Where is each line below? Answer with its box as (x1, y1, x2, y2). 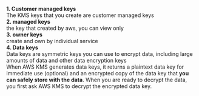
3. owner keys (6, 31, 42, 38)
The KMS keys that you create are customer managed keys (6, 12, 155, 19)
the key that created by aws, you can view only (6, 24, 124, 32)
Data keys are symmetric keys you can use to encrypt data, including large (6, 50, 193, 57)
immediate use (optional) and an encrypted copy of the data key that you (6, 70, 189, 77)
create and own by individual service (6, 38, 98, 44)
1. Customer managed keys (6, 5, 76, 12)
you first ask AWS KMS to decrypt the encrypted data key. (6, 83, 152, 90)
